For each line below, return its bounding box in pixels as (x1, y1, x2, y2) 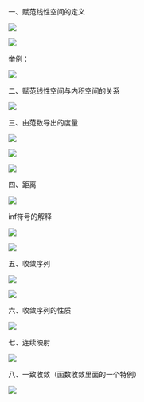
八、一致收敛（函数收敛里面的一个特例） (8, 370, 141, 379)
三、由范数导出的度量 (8, 118, 78, 127)
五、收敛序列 (8, 259, 50, 268)
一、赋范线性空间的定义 (8, 7, 85, 16)
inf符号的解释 (8, 212, 52, 221)
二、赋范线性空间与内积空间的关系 (8, 86, 120, 95)
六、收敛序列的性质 (8, 306, 72, 315)
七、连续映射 (8, 338, 50, 347)
